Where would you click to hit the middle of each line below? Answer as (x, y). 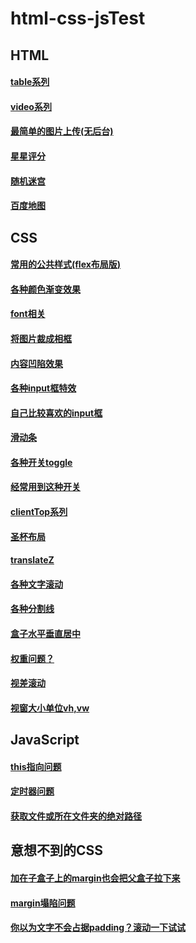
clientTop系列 (39, 512)
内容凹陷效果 (36, 363)
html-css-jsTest (78, 18)
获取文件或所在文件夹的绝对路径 (76, 816)
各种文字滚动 (36, 584)
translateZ (32, 560)
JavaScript (45, 740)
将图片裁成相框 (41, 338)
